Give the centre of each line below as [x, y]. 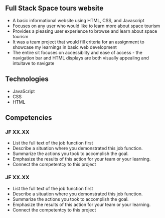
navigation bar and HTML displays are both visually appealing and [81, 58]
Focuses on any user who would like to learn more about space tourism [86, 26]
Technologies [27, 79]
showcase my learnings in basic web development [64, 47]
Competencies [29, 118]
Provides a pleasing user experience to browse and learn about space [85, 31]
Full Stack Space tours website [54, 8]
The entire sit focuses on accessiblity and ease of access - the [77, 52]
